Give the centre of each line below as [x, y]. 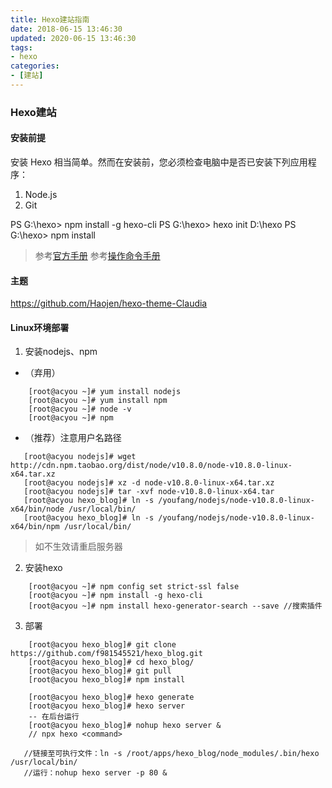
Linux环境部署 [40, 327]
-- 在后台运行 [54, 717]
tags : [21, 47]
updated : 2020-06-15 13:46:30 [73, 38]
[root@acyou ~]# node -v [80, 409]
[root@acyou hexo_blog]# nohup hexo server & [125, 726]
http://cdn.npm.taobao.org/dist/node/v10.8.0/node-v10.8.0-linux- [151, 466]
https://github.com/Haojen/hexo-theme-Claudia [109, 303]
